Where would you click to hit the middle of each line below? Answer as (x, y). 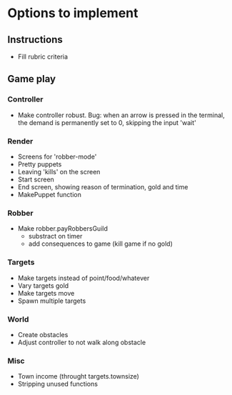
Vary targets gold (43, 285)
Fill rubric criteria (43, 56)
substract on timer (55, 236)
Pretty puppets (40, 164)
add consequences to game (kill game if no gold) (100, 244)
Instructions (35, 40)
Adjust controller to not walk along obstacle (82, 342)
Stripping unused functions (58, 384)
